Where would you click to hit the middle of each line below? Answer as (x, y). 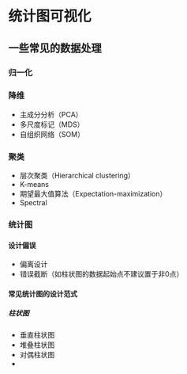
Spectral (33, 203)
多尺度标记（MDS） (52, 124)
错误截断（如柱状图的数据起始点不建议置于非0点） (101, 274)
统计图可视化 (50, 16)
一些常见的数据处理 (55, 48)
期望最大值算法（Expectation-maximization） (93, 194)
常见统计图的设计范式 (43, 293)
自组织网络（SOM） (52, 134)
